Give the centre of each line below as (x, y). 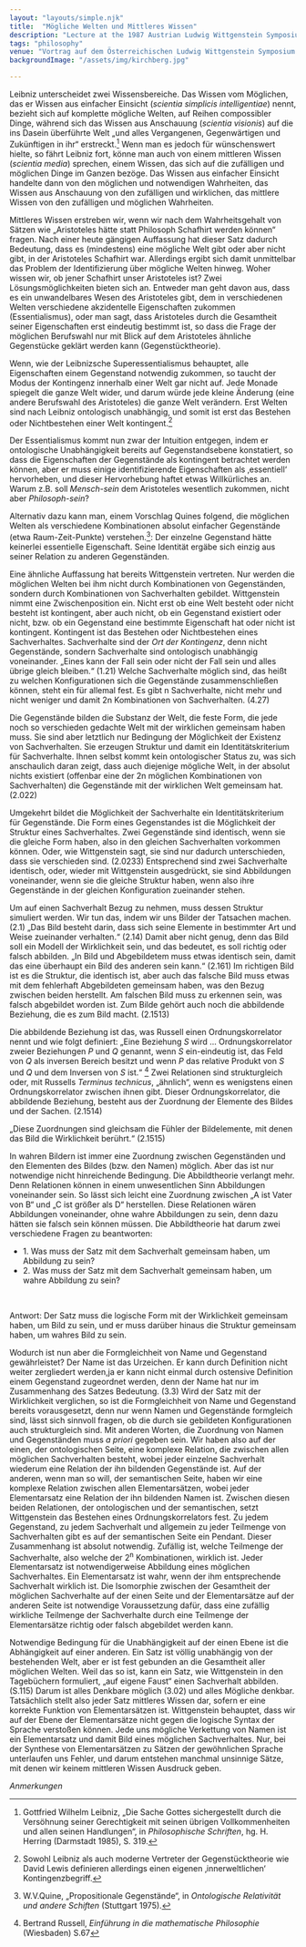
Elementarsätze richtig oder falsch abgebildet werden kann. (122, 1625)
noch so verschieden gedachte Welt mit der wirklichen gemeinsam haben (148, 727)
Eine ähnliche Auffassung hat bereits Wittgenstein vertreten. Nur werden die (152, 574)
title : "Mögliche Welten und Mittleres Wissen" (103, 26)
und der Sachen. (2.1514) (56, 1111)
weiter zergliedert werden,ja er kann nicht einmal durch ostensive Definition (151, 1371)
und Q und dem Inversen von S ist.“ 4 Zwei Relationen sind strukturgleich (146, 1071)
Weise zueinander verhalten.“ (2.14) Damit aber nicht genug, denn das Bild (149, 937)
